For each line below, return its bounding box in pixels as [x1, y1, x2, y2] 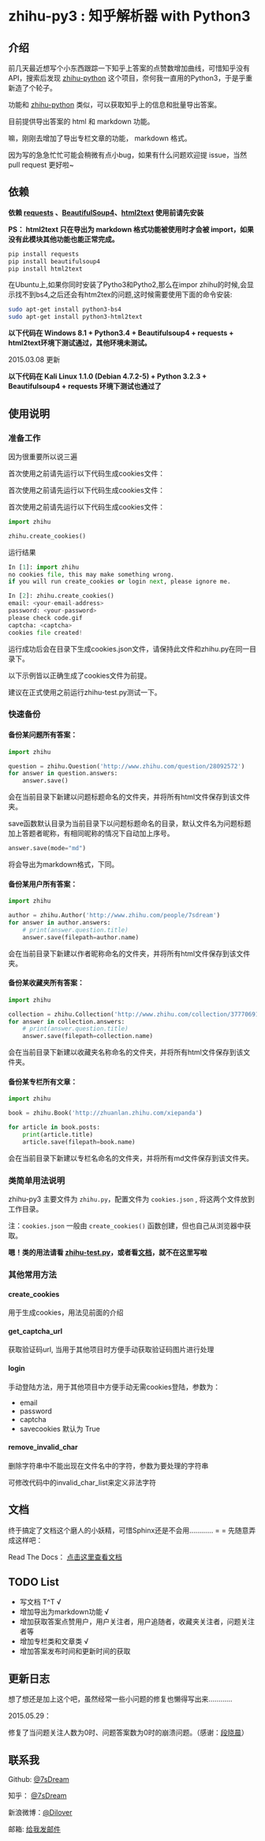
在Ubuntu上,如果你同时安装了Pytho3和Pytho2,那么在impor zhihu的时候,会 [8, 280, 248, 289]
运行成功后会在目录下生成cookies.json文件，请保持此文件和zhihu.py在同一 [8, 644, 250, 653]
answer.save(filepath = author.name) [22, 933, 140, 941]
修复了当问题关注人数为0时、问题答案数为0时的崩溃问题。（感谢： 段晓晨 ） [8, 1728, 248, 1738]
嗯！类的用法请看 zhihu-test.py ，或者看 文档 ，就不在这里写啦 [8, 1248, 207, 1257]
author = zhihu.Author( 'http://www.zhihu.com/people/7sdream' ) [8, 912, 221, 920]
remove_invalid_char [8, 1443, 78, 1452]
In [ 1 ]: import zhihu [8, 563, 80, 571]
